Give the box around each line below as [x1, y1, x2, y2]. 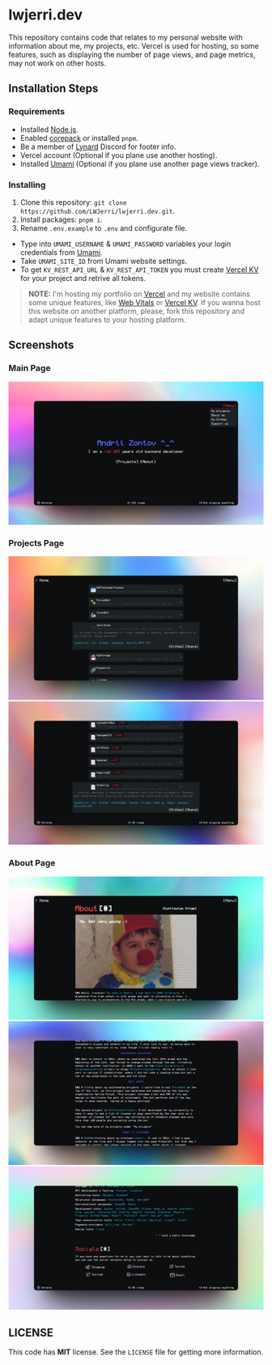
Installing [8, 179, 46, 190]
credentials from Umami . [19, 247, 103, 257]
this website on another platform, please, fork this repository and [28, 306, 245, 316]
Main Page [8, 363, 51, 374]
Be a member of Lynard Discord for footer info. [19, 142, 176, 151]
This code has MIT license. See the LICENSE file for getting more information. [8, 1347, 264, 1357]
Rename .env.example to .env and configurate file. [19, 223, 188, 232]
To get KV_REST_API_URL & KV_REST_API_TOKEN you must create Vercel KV [19, 265, 259, 274]
